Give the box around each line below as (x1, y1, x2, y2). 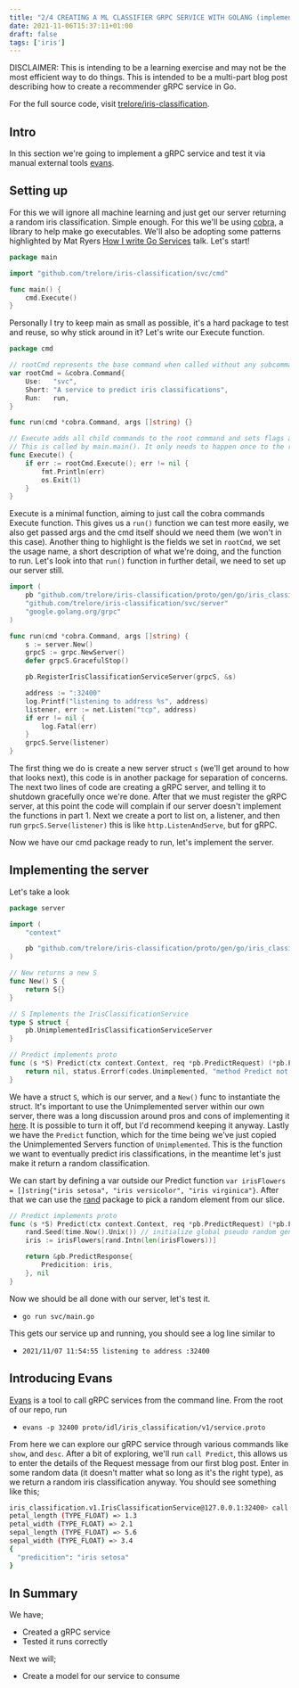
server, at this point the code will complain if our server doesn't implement (9, 801, 282, 811)
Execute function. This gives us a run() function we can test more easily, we (9, 518, 289, 529)
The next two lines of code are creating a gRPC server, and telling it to (9, 782, 266, 792)
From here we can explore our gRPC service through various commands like (9, 1438, 289, 1449)
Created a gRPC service (21, 1626, 111, 1637)
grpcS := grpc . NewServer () (25, 648, 125, 657)
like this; (9, 1486, 40, 1496)
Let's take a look (9, 886, 69, 897)
